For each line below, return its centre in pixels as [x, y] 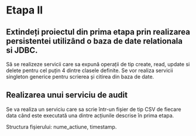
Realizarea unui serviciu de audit [67, 95]
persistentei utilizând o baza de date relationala [94, 41]
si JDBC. [22, 50]
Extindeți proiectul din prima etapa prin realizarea [98, 32]
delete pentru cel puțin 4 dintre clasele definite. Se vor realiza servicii [90, 70]
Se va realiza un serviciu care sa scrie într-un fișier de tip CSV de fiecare [94, 109]
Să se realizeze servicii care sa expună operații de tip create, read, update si [98, 64]
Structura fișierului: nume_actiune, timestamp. [61, 127]
